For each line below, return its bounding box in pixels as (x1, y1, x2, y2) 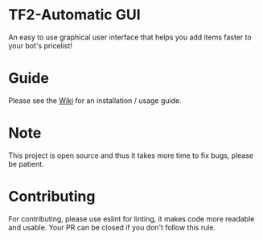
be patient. (8, 159, 44, 168)
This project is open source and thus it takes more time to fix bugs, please (8, 151, 254, 160)
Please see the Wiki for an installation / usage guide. (8, 95, 183, 106)
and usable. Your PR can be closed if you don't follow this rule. (8, 222, 216, 232)
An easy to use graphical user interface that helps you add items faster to (8, 32, 252, 42)
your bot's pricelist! (8, 40, 72, 50)
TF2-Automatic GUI (8, 6, 141, 24)
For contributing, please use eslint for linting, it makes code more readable (8, 213, 255, 223)
